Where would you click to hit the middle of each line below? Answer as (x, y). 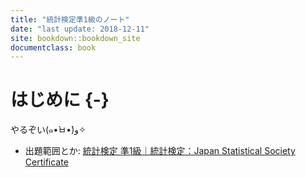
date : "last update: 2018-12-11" (80, 29)
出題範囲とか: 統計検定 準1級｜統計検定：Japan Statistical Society (160, 151)
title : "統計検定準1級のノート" (70, 19)
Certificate (46, 162)
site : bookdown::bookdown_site (75, 38)
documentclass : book (53, 47)
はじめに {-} (60, 100)
